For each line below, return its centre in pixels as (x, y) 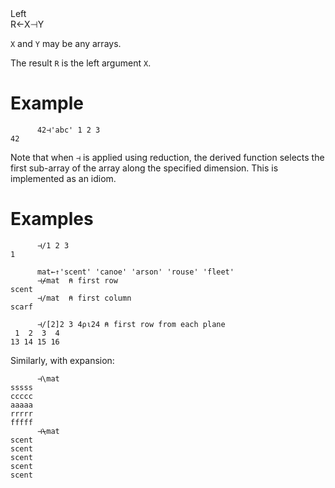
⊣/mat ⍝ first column (84, 298)
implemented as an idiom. (63, 178)
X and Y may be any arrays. (66, 43)
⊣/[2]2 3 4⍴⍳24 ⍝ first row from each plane (131, 324)
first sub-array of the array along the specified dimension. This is (144, 168)
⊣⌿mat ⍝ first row (77, 280)
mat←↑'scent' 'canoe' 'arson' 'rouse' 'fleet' (135, 272)
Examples (52, 219)
